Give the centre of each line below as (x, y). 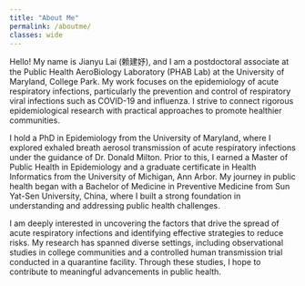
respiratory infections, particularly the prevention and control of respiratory (150, 91)
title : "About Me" (44, 18)
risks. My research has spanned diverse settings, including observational (147, 243)
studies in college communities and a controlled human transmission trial (146, 252)
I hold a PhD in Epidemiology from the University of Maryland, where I (140, 138)
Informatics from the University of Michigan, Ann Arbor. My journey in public (152, 177)
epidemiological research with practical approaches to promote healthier (146, 111)
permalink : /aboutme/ (51, 26)
